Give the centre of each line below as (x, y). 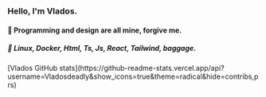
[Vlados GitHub (32, 68)
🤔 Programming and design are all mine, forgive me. (95, 30)
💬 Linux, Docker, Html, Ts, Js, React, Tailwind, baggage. (102, 48)
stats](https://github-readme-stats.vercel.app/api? (141, 68)
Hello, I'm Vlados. (42, 11)
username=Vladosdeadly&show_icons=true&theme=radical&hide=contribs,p (133, 76)
